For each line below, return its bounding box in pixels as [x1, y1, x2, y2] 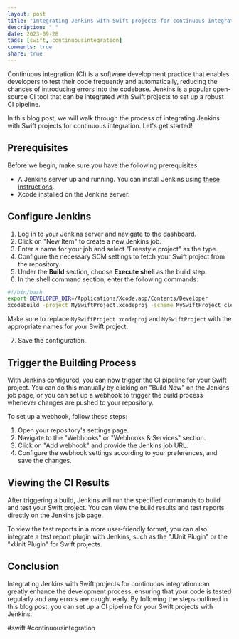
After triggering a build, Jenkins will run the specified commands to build [7, 496, 221, 504]
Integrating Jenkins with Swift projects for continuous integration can [7, 579, 210, 588]
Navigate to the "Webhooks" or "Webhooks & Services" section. [17, 433, 206, 442]
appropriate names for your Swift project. [7, 322, 129, 331]
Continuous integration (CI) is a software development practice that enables [7, 69, 230, 78]
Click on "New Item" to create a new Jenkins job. [17, 237, 162, 246]
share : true [7, 51, 43, 58]
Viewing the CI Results [7, 477, 110, 489]
